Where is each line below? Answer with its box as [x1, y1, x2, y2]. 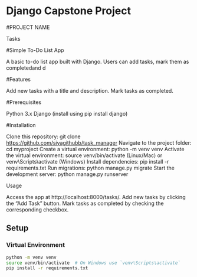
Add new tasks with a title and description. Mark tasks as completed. [6, 87, 174, 94]
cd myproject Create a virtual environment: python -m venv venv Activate [6, 145, 185, 152]
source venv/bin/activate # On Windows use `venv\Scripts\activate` [6, 260, 181, 266]
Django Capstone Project [6, 4, 132, 18]
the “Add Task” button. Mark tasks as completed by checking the [6, 200, 164, 207]
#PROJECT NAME [6, 24, 50, 31]
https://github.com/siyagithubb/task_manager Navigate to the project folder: [6, 139, 192, 146]
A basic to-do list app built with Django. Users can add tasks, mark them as [6, 58, 189, 65]
